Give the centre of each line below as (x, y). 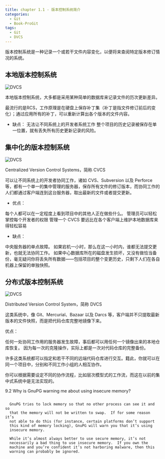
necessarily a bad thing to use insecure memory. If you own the (79, 443)
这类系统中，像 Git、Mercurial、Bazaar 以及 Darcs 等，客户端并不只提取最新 (82, 315)
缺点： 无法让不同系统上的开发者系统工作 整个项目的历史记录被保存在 (82, 124)
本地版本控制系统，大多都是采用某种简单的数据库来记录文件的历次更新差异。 (82, 97)
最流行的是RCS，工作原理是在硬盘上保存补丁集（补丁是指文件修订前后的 (78, 107)
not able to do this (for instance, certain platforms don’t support (82, 422)
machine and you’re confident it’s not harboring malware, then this (82, 447)
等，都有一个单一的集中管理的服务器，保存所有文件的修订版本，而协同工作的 (82, 186)
